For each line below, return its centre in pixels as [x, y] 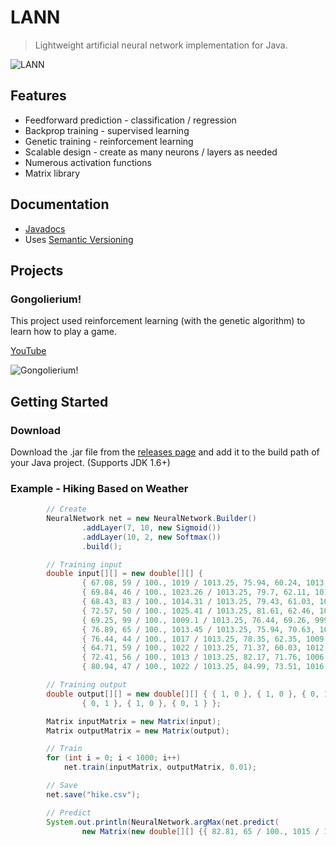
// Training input [84, 564]
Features [38, 96]
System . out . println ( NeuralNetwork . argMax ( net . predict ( [163, 822]
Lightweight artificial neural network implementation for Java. [161, 45]
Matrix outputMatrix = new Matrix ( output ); [138, 731]
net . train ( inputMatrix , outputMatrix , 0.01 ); [160, 767]
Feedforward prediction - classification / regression [130, 120]
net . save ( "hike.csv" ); [93, 794]
